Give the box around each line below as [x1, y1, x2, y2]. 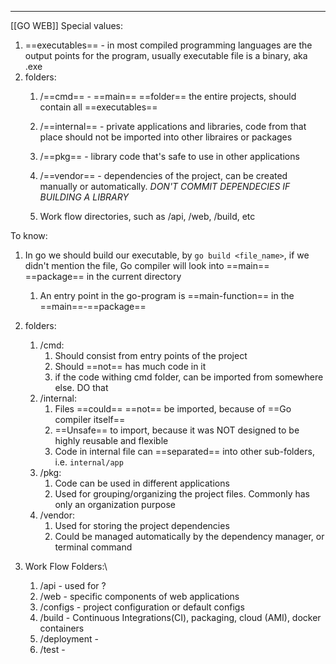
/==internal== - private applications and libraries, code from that [39, 121, 307, 132]
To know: [10, 230, 48, 241]
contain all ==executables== [39, 101, 158, 113]
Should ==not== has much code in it [54, 361, 207, 372]
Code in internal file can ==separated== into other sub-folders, [54, 446, 315, 457]
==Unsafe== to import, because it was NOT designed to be [54, 424, 300, 436]
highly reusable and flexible [54, 435, 169, 446]
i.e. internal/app [54, 456, 124, 468]
